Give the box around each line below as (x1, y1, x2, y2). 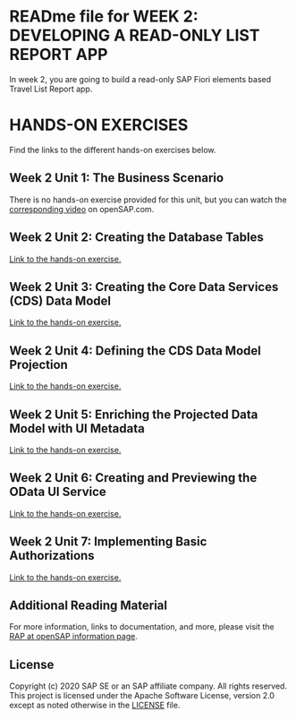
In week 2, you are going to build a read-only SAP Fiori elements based (9, 73, 272, 84)
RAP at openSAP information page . (9, 631, 139, 642)
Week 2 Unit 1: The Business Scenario (9, 170, 224, 185)
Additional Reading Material (9, 597, 168, 612)
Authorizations (9, 548, 96, 563)
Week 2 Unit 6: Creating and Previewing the (9, 470, 258, 485)
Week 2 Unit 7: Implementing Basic (9, 535, 207, 550)
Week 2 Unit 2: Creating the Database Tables (9, 230, 264, 245)
